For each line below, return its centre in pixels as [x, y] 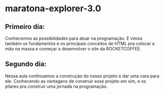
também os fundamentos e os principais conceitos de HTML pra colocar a [80, 44]
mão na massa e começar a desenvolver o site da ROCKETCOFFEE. [73, 49]
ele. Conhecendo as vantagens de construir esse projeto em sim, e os [76, 81]
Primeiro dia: [25, 27]
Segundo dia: [26, 64]
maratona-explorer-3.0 [53, 9]
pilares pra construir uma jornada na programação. [56, 86]
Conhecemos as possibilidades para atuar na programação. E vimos [74, 38]
